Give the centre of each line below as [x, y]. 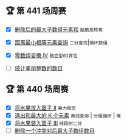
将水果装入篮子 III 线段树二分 [48, 123]
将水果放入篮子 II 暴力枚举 [45, 108]
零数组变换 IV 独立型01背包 [46, 55]
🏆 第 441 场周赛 [36, 11]
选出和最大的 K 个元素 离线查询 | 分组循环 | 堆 [68, 115]
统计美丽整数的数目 [39, 68]
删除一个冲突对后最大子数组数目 [54, 131]
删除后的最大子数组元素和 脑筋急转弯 [59, 29]
